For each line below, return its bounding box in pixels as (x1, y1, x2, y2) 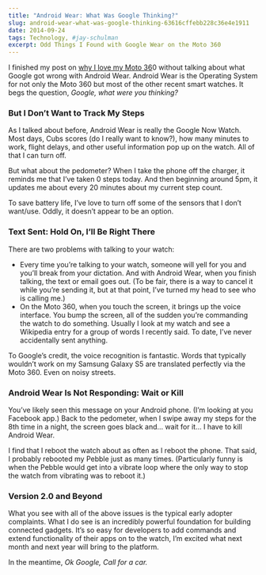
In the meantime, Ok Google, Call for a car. (8, 558, 148, 567)
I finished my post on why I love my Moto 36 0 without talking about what (8, 62, 245, 72)
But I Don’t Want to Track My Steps (8, 108, 145, 119)
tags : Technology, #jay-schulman (8, 33, 119, 42)
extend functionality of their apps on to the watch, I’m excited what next (8, 534, 243, 543)
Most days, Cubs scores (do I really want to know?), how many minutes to (8, 134, 249, 143)
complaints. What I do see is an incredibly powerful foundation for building (8, 517, 252, 527)
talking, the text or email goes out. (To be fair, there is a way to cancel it (19, 276, 253, 286)
